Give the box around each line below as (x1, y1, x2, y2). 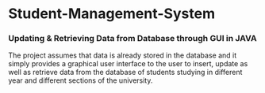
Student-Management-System (8, 5, 216, 23)
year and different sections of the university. (8, 76, 153, 85)
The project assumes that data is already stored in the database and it (8, 50, 237, 60)
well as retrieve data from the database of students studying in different (8, 68, 243, 77)
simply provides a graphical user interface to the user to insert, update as (8, 59, 248, 69)
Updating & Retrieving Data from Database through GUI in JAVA (8, 33, 257, 44)
